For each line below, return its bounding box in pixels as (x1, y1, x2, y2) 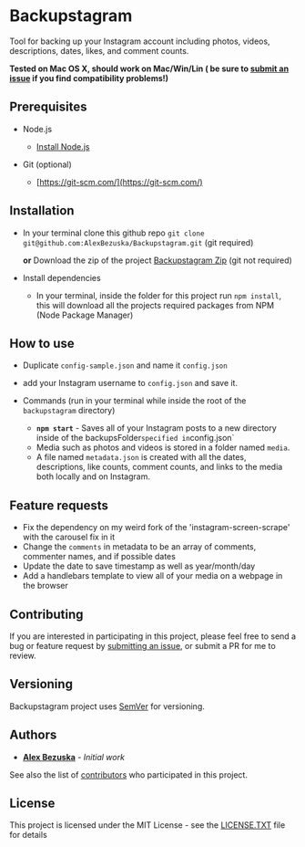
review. (9, 650, 36, 661)
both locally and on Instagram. (36, 471, 150, 482)
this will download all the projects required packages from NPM (36, 299, 275, 310)
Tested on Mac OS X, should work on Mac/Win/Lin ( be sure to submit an (9, 63, 290, 74)
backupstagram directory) (22, 405, 116, 416)
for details (9, 830, 47, 841)
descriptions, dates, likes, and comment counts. (9, 45, 189, 56)
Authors (9, 727, 57, 743)
